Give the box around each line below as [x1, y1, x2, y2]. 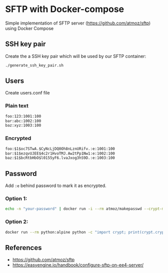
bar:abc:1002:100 [5, 118, 41, 123]
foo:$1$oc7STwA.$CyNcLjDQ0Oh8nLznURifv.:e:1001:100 [5, 146, 115, 151]
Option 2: [5, 218, 28, 225]
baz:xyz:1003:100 [5, 123, 41, 128]
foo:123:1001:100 [5, 113, 41, 118]
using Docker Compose [5, 25, 54, 31]
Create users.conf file [5, 90, 50, 96]
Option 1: [5, 195, 27, 202]
